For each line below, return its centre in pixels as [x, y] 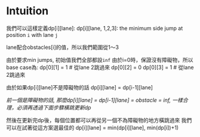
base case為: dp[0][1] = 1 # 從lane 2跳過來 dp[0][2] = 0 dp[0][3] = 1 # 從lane [100, 67]
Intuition [27, 11]
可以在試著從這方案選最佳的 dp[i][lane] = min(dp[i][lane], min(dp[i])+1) [93, 127]
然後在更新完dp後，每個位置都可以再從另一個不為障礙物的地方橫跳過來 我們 [99, 120]
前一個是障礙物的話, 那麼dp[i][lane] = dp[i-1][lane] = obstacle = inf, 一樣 [95, 100]
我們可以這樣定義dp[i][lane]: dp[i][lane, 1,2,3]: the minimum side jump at [95, 28]
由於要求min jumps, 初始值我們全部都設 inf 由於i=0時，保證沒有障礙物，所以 [100, 60]
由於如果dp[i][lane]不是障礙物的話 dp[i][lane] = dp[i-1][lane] [80, 87]
